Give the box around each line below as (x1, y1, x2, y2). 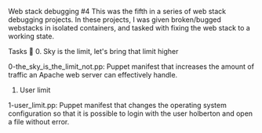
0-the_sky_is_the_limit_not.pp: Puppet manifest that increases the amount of (8, 62, 255, 71)
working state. (8, 31, 55, 41)
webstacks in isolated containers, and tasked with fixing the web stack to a (8, 23, 251, 32)
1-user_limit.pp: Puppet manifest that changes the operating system (8, 101, 227, 110)
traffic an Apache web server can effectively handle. (8, 70, 178, 79)
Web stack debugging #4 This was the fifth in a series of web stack (8, 7, 226, 16)
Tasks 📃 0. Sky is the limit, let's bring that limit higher (8, 47, 179, 56)
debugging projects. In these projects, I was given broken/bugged (8, 15, 222, 24)
